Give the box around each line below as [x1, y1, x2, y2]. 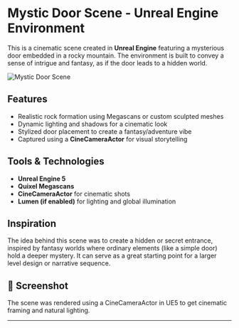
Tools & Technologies [7, 155, 105, 168]
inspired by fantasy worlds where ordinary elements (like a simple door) [7, 244, 218, 253]
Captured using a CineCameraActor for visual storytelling [17, 134, 188, 143]
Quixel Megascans [17, 181, 75, 190]
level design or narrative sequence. [7, 259, 111, 268]
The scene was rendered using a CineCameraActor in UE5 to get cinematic [7, 299, 228, 307]
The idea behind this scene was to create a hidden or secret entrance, [7, 236, 213, 245]
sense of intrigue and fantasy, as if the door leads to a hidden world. [7, 58, 208, 67]
